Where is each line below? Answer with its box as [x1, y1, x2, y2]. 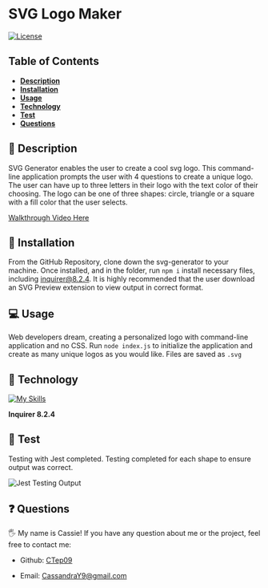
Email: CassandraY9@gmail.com [19, 570, 127, 580]
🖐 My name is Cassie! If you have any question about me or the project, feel [8, 528, 261, 537]
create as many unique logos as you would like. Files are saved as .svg [8, 350, 242, 359]
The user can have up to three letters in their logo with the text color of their [8, 180, 258, 189]
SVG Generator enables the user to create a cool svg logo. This [8, 163, 217, 172]
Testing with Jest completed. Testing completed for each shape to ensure [8, 454, 252, 464]
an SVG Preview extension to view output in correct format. [8, 282, 204, 293]
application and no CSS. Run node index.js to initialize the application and [8, 341, 254, 351]
